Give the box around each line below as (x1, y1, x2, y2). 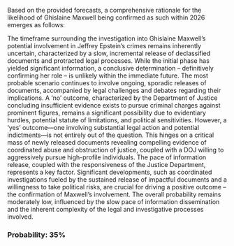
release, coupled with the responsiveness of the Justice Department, (7, 161, 206, 168)
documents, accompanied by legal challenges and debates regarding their (7, 87, 221, 94)
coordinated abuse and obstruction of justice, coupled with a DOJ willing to (7, 146, 224, 154)
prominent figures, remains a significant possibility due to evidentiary (7, 108, 206, 117)
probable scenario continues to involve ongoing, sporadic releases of (7, 79, 207, 87)
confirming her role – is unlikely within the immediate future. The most (7, 71, 208, 80)
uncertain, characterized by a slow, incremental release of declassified (7, 49, 211, 57)
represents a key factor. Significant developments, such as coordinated (7, 168, 212, 176)
